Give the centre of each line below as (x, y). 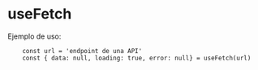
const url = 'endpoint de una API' (82, 51)
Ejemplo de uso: (34, 36)
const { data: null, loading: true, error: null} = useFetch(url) (137, 58)
